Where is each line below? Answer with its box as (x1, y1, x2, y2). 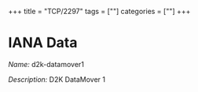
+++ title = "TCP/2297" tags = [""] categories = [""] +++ (8, 7, 191, 16)
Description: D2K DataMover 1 (8, 74, 106, 84)
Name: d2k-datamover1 (8, 59, 85, 69)
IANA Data (8, 34, 78, 51)
